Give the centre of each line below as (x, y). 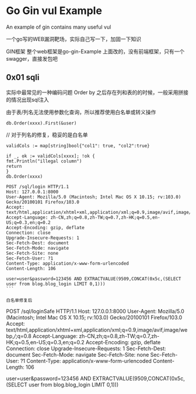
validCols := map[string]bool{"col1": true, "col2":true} (78, 146)
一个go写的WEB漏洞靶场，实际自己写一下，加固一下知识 (74, 39)
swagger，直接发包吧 (32, 58)
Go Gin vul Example (54, 11)
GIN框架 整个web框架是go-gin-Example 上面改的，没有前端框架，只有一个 (95, 51)
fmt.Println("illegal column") (44, 161)
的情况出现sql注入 (28, 99)
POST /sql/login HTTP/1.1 (37, 186)
